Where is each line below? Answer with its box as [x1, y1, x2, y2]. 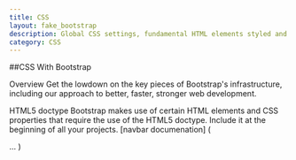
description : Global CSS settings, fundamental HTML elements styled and [9, 29, 288, 38]
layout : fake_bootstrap [9, 21, 97, 30]
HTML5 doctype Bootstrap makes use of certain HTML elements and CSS [9, 105, 279, 116]
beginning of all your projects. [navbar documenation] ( [9, 125, 211, 135]
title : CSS [9, 12, 50, 22]
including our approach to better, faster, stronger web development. [9, 88, 257, 99]
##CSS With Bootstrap [9, 62, 91, 72]
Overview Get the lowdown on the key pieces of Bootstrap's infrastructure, [9, 79, 283, 89]
